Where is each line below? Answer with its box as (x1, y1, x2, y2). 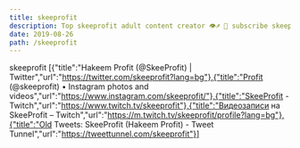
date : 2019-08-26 (9, 29, 74, 38)
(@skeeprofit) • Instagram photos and (9, 81, 149, 92)
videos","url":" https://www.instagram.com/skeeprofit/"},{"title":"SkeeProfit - (9, 91, 289, 102)
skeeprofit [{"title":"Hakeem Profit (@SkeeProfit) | (9, 62, 192, 73)
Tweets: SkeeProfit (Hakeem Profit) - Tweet (54, 119, 214, 130)
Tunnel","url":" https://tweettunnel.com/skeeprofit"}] (9, 128, 200, 139)
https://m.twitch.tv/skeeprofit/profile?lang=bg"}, (106, 110, 285, 120)
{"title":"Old (9, 119, 53, 130)
